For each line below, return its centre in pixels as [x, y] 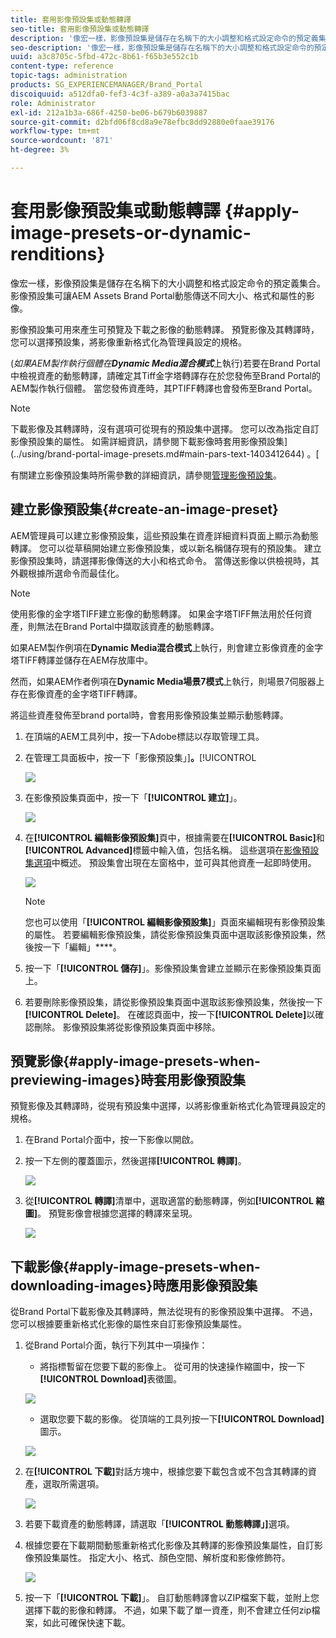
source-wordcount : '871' [62, 141]
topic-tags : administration [69, 76]
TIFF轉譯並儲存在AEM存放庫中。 [86, 660]
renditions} [58, 254]
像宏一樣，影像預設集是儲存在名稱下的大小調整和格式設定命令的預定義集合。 [168, 283]
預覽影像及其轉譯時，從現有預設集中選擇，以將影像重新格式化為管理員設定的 [168, 1106]
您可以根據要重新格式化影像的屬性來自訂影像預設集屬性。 [128, 1324]
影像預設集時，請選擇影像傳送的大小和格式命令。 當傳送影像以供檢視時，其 [165, 560]
